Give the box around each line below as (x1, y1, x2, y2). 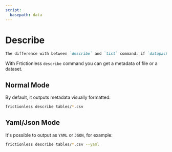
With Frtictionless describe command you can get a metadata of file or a (5, 60, 158, 67)
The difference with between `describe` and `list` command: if (5, 51, 145, 56)
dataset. (5, 66, 23, 72)
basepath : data (10, 12, 42, 17)
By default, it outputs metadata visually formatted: (5, 94, 111, 100)
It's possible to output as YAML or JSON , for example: (5, 132, 113, 138)
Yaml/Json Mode (5, 118, 60, 127)
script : (5, 7, 22, 13)
